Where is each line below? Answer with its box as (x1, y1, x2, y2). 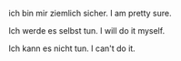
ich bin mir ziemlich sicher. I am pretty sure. (8, 8, 172, 18)
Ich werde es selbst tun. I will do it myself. (8, 25, 166, 36)
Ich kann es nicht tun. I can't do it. (8, 43, 136, 54)
